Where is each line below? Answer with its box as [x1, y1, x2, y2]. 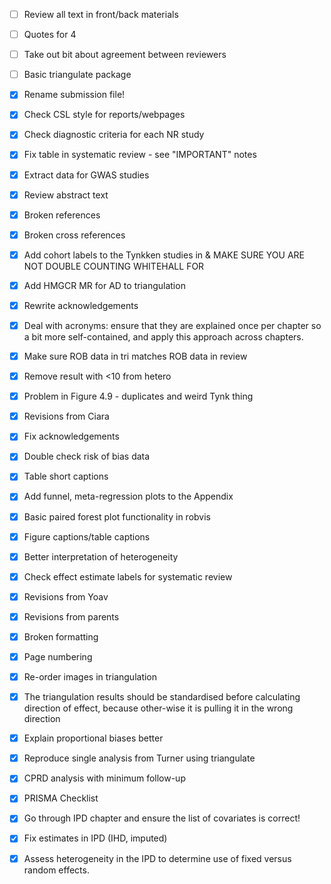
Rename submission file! [23, 89, 126, 101]
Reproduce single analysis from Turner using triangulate [23, 752, 256, 764]
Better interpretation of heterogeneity [23, 550, 179, 563]
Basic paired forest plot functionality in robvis [23, 510, 211, 523]
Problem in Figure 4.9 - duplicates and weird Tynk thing [23, 390, 254, 403]
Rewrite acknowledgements [23, 299, 139, 311]
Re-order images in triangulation [23, 671, 158, 683]
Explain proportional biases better [23, 732, 164, 744]
